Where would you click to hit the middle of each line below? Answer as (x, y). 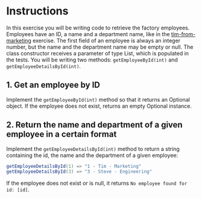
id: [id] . (18, 190)
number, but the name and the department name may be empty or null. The (100, 47)
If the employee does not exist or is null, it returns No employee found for (97, 183)
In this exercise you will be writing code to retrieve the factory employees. (98, 28)
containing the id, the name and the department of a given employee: (92, 155)
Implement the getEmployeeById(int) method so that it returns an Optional (98, 99)
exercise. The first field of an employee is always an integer (106, 40)
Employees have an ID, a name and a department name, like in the (88, 34)
